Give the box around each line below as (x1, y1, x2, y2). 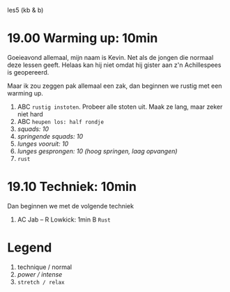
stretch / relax (17, 279, 65, 286)
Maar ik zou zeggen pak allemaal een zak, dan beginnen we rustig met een (7, 82, 222, 90)
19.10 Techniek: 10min (7, 179, 137, 194)
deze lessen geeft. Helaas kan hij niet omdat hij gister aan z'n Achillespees (7, 61, 222, 69)
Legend (7, 240, 52, 256)
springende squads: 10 (17, 132, 84, 140)
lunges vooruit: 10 (17, 139, 69, 148)
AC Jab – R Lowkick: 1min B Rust (17, 215, 111, 224)
